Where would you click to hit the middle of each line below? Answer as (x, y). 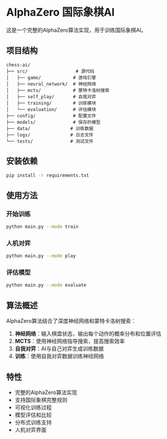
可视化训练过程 (33, 407)
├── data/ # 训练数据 (50, 128)
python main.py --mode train (42, 227)
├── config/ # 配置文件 (51, 116)
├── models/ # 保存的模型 (53, 122)
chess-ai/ (18, 65)
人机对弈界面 (30, 429)
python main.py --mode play (41, 256)
